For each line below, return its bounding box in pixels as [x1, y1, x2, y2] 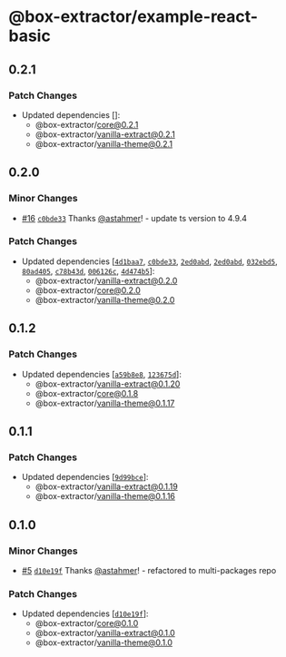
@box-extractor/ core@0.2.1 [35, 119, 139, 130]
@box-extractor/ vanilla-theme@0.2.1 [35, 138, 173, 149]
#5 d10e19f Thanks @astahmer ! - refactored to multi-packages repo [21, 564, 277, 575]
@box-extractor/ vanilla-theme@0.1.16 [35, 491, 176, 502]
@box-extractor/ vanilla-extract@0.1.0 [35, 628, 176, 639]
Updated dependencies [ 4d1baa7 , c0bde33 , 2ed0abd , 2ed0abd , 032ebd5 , [21, 256, 278, 267]
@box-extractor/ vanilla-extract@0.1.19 [35, 481, 178, 492]
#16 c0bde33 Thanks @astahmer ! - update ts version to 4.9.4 [21, 212, 247, 223]
